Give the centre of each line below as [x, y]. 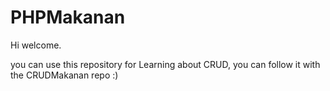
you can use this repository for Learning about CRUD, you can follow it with [165, 64]
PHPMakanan [68, 17]
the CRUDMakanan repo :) [64, 75]
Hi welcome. [36, 45]
